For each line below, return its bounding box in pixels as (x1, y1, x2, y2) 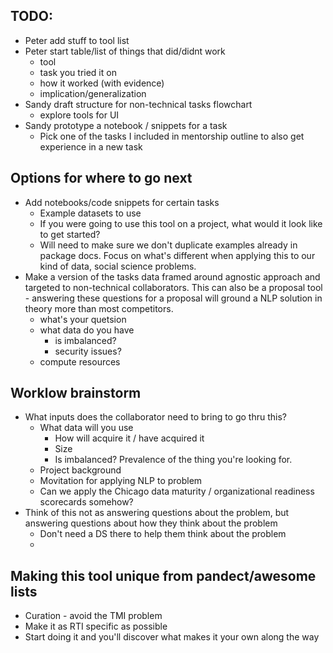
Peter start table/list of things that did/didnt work (24, 45, 226, 57)
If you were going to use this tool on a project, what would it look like (39, 217, 323, 229)
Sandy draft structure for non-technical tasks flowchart (24, 98, 253, 110)
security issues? (54, 345, 122, 357)
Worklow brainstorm (10, 385, 142, 402)
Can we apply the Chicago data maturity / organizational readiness (39, 485, 315, 498)
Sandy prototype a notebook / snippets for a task (24, 119, 228, 131)
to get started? (39, 228, 101, 240)
